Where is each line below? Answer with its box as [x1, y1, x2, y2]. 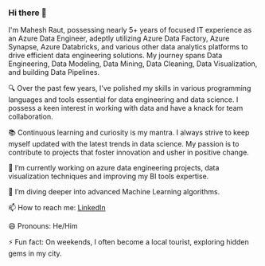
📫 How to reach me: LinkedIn [8, 203, 106, 213]
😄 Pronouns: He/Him [8, 221, 78, 231]
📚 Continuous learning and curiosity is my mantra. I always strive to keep [8, 127, 250, 138]
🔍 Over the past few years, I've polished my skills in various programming [8, 84, 251, 93]
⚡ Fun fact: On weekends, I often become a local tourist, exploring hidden [8, 237, 249, 247]
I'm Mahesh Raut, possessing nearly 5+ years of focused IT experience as [8, 25, 252, 35]
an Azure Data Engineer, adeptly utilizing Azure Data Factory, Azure [8, 33, 230, 43]
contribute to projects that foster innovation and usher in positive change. [8, 147, 249, 158]
